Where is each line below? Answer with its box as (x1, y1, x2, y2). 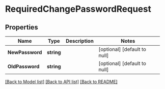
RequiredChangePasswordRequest (5, 3, 151, 15)
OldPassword (7, 63, 40, 70)
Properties (5, 23, 38, 31)
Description (65, 38, 94, 44)
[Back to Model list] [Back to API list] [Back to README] (5, 79, 118, 85)
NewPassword (7, 49, 42, 56)
